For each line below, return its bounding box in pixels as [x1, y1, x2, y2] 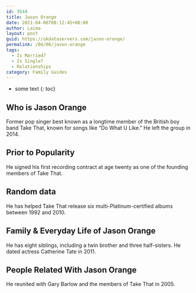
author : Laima [6, 25, 41, 31]
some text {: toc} [14, 85, 56, 92]
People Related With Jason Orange [6, 265, 137, 275]
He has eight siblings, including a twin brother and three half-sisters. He [6, 242, 181, 249]
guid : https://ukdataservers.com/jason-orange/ [6, 36, 126, 42]
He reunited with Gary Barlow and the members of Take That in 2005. [6, 281, 175, 288]
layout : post [6, 31, 38, 37]
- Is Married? [11, 53, 46, 58]
